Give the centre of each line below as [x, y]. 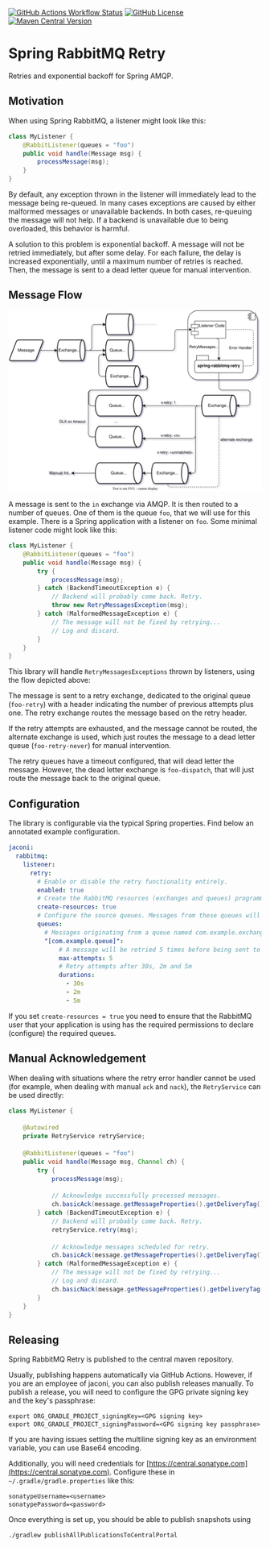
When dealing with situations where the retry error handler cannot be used [132, 1078]
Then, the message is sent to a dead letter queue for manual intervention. [130, 270]
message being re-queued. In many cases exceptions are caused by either [132, 203]
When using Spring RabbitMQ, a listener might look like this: [107, 120]
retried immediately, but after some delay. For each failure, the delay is [125, 253]
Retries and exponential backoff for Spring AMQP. [91, 76]
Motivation [36, 101]
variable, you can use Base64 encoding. [75, 1448]
